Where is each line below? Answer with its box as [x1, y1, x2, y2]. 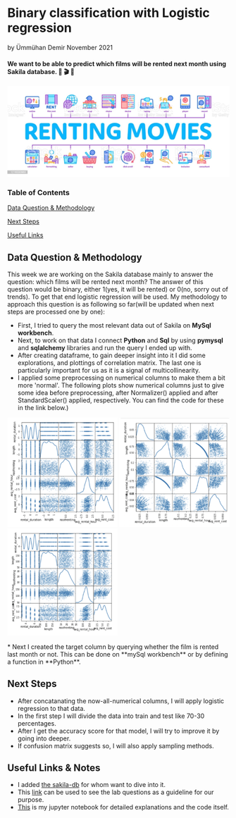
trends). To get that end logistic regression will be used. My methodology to [7, 292, 228, 301]
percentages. [17, 719, 56, 727]
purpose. [17, 795, 44, 804]
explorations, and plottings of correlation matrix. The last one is [17, 358, 202, 367]
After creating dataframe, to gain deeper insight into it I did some [17, 351, 206, 359]
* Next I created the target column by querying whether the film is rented [7, 643, 219, 651]
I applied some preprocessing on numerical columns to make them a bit [17, 373, 225, 382]
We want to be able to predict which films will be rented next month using [7, 59, 227, 68]
